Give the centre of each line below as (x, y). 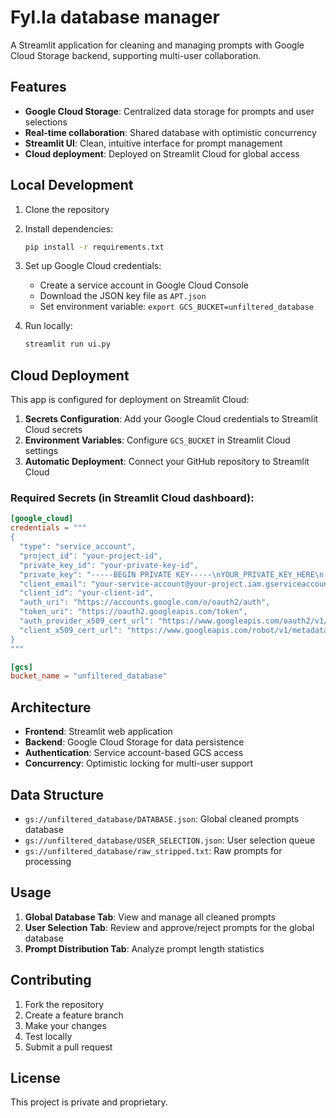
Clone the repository (67, 209)
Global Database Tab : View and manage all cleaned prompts (150, 917)
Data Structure (57, 794)
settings (41, 451)
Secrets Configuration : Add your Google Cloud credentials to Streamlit (171, 419)
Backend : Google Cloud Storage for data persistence (134, 742)
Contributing (51, 980)
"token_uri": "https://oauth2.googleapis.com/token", (133, 612)
